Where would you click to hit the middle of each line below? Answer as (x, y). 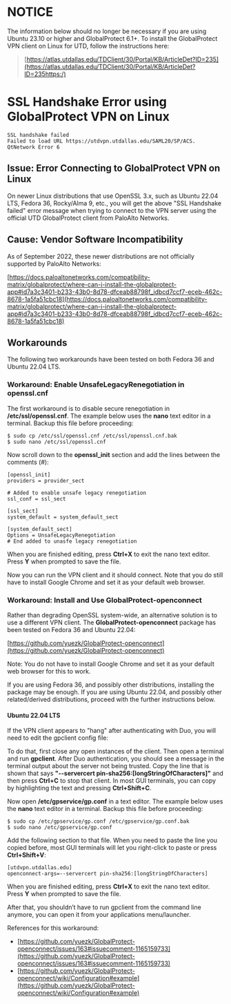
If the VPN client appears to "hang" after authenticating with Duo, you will (111, 731)
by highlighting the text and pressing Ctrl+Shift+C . (79, 788)
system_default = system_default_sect (63, 517)
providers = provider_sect (46, 481)
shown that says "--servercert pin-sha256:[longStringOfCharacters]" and (115, 773)
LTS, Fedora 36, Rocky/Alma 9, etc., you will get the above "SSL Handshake (114, 203)
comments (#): (28, 462)
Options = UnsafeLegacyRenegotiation (61, 535)
